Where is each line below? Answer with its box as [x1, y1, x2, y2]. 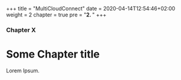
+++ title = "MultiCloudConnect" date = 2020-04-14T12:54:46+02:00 [6, 5, 176, 12]
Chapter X [6, 26, 37, 34]
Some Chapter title [6, 48, 100, 61]
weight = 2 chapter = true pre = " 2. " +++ [6, 11, 107, 18]
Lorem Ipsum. [6, 67, 40, 74]
